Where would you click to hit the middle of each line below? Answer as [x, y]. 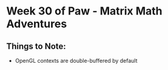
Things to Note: [36, 46]
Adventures [37, 24]
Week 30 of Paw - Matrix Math [84, 11]
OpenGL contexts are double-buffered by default [76, 61]
